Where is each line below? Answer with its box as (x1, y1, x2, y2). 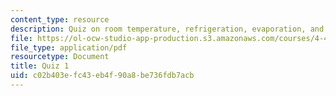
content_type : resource (10, 14, 110, 25)
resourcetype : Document (10, 52, 110, 62)
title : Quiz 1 (10, 61, 70, 71)
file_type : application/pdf (10, 42, 128, 53)
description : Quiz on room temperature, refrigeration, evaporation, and (10, 24, 325, 34)
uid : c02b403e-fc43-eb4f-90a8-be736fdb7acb (10, 71, 195, 81)
